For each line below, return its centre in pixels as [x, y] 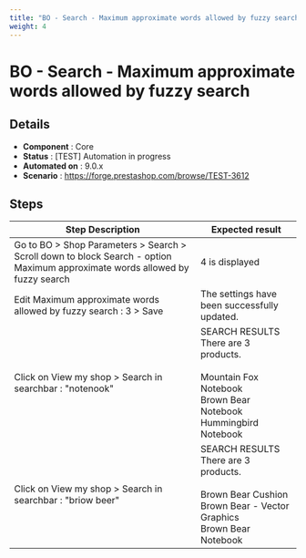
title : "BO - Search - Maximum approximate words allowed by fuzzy [140, 18]
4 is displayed [230, 263]
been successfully [240, 305]
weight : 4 [28, 26]
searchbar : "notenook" [64, 388]
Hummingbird [229, 423]
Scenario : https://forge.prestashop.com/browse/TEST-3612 [136, 175]
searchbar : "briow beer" [67, 501]
